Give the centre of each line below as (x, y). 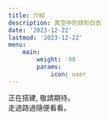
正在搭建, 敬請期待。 (41, 97)
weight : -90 (56, 60)
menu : (17, 45)
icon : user (68, 74)
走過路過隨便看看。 (39, 107)
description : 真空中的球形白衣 (55, 23)
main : (32, 52)
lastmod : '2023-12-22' (45, 37)
